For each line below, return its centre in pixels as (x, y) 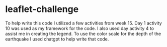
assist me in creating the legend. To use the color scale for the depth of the (83, 33)
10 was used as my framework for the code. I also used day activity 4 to (80, 28)
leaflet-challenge (42, 9)
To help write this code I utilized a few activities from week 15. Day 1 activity (83, 23)
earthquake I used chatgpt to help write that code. (57, 39)
